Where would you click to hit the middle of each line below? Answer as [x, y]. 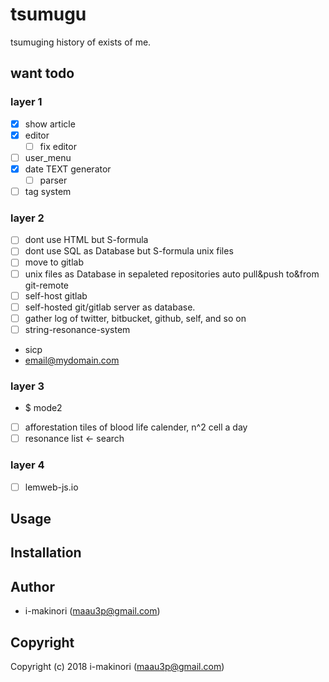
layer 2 [27, 218]
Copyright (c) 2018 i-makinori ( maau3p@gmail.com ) [117, 667]
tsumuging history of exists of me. [81, 42]
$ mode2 [43, 408]
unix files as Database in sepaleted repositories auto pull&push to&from [172, 274]
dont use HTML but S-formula [86, 240]
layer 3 [27, 386]
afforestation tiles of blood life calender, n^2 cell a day [136, 427]
